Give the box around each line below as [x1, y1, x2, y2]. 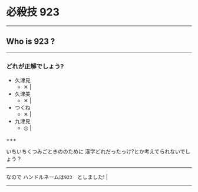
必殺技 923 [6, 5, 60, 19]
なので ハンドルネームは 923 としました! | [6, 174, 108, 181]
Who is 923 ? [6, 37, 55, 47]
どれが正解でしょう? [6, 62, 64, 70]
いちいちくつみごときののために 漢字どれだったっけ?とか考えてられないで [6, 148, 186, 155]
